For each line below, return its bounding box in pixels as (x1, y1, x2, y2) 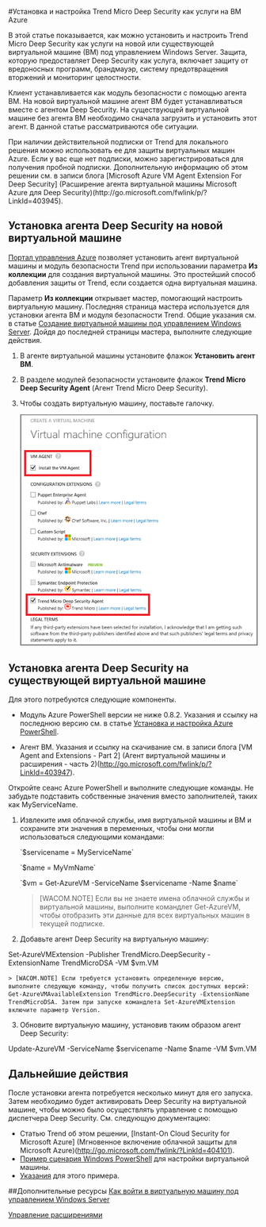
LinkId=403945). (8, 196, 63, 206)
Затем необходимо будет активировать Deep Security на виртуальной (8, 1097, 247, 1106)
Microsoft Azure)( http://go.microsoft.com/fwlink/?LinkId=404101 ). (19, 1146, 235, 1156)
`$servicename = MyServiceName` (19, 848, 135, 857)
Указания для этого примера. (19, 1171, 120, 1181)
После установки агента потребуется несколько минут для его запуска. (8, 1088, 253, 1098)
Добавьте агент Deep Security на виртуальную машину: (19, 934, 210, 944)
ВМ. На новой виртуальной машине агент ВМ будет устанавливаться (8, 97, 243, 106)
